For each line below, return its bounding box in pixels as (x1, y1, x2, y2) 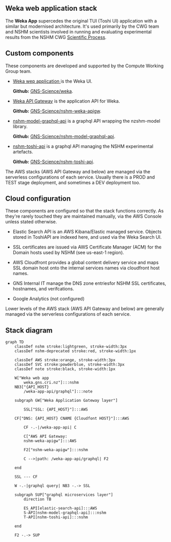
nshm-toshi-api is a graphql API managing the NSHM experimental (12, 143, 154, 149)
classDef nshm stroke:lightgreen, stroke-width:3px (14, 344, 127, 350)
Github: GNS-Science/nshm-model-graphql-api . (12, 133, 116, 139)
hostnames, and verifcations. (12, 286, 74, 292)
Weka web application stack (5, 4, 97, 13)
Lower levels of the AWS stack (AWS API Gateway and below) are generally (5, 305, 164, 312)
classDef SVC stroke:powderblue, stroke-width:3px (14, 362, 125, 367)
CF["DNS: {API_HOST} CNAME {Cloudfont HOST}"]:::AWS (14, 416, 130, 421)
